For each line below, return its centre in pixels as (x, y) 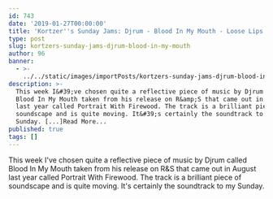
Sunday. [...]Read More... (61, 122)
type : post (27, 39)
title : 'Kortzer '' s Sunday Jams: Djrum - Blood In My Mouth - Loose (127, 31)
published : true (36, 129)
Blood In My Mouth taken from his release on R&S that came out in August (132, 168)
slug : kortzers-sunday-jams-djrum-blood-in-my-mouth (100, 46)
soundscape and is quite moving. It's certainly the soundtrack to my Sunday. (136, 186)
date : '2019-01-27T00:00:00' (58, 24)
